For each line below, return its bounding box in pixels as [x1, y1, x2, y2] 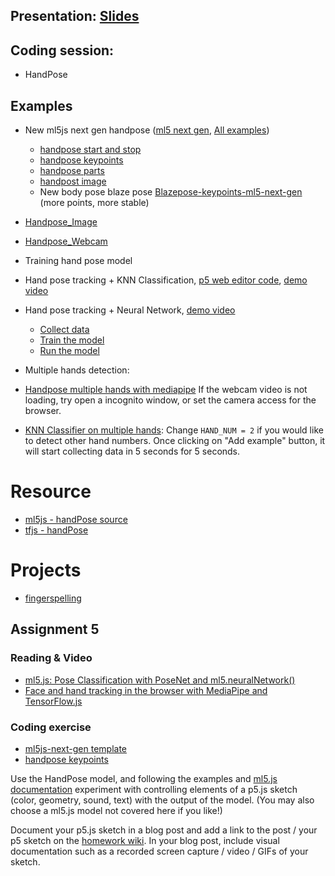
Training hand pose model [24, 255, 133, 267]
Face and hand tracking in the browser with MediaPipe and [24, 684, 268, 696]
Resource [10, 480, 92, 503]
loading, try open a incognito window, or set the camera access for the [24, 394, 317, 406]
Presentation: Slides [10, 8, 140, 25]
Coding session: [10, 42, 115, 59]
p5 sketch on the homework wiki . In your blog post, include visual [10, 834, 280, 846]
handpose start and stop [39, 144, 142, 156]
